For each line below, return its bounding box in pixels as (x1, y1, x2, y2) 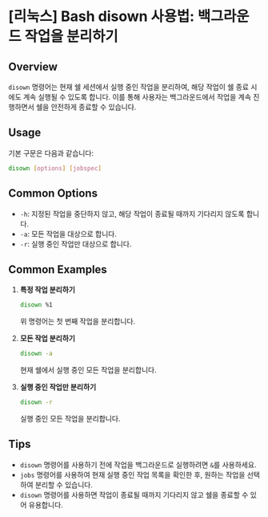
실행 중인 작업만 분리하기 (19, 382, 97, 392)
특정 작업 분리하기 (19, 285, 76, 295)
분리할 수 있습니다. (34, 479, 94, 490)
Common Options (8, 186, 98, 201)
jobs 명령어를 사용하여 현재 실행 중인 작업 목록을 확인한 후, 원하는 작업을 (19, 470, 246, 479)
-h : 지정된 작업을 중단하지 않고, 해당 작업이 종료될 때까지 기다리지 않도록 (19, 209, 245, 218)
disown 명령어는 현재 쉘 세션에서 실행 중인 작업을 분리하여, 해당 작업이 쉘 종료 (8, 82, 250, 92)
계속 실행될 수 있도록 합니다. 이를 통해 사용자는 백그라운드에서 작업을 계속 (22, 92, 252, 101)
